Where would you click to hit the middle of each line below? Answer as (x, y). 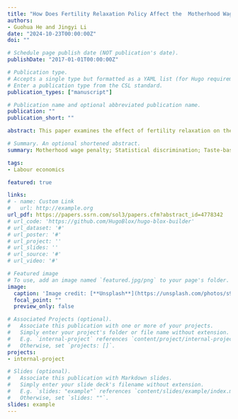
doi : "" (19, 40)
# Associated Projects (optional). (60, 319)
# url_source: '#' (34, 254)
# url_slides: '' (33, 248)
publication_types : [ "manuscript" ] (60, 92)
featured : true (30, 182)
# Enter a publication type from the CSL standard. (85, 86)
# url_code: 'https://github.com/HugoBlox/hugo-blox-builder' (101, 221)
